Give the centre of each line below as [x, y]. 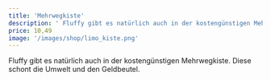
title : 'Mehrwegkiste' [46, 16]
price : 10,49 [30, 30]
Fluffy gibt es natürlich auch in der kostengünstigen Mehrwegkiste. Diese [130, 61]
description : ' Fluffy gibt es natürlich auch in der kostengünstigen [129, 23]
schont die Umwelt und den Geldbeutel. [74, 70]
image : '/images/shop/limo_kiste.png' [73, 38]
